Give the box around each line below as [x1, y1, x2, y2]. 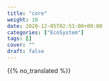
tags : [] [7, 35, 32, 42]
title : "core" [7, 10, 48, 17]
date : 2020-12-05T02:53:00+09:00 [7, 22, 103, 29]
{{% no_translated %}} [7, 66, 71, 75]
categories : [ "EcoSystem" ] [7, 29, 84, 36]
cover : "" [7, 42, 36, 48]
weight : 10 [7, 16, 38, 23]
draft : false [7, 48, 45, 55]
